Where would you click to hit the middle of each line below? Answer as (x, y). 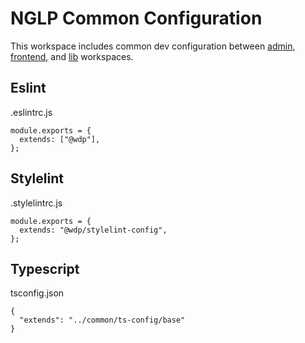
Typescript (45, 268)
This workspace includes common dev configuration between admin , (153, 46)
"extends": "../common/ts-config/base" (102, 320)
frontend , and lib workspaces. (72, 56)
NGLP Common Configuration (136, 18)
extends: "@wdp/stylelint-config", (93, 230)
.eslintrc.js (31, 112)
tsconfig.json (37, 293)
